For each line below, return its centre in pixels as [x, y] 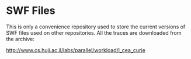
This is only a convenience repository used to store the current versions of [96, 27]
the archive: [20, 39]
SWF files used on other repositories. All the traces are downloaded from [94, 32]
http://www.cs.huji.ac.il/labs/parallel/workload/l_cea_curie [76, 50]
